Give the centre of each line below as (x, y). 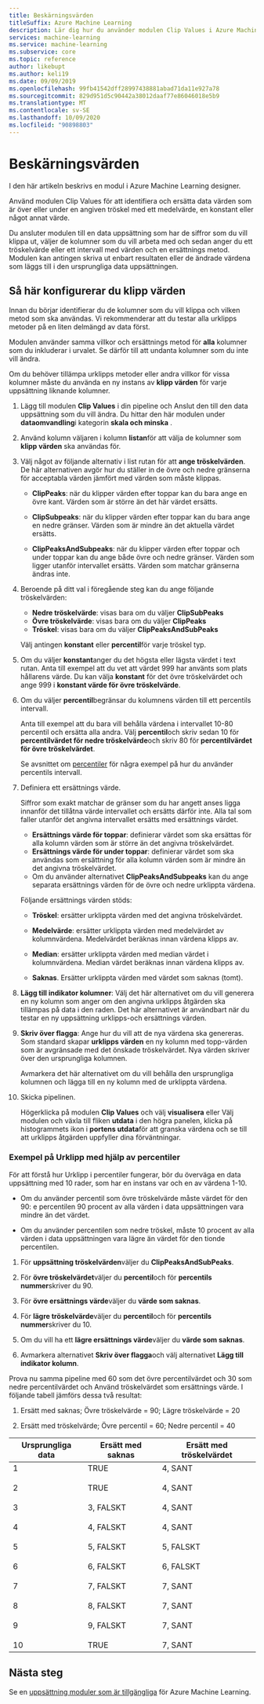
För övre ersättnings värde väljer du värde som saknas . (110, 1301)
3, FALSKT (107, 1508)
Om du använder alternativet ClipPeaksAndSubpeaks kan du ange (140, 876)
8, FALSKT (107, 1606)
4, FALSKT (107, 1527)
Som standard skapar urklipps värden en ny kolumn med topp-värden (134, 1041)
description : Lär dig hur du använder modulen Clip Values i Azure (121, 30)
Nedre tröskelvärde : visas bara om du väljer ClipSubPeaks (128, 612)
